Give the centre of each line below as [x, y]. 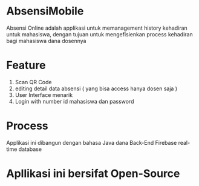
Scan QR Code [33, 82]
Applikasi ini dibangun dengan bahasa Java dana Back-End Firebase [92, 142]
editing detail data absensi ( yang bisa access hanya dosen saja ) [96, 88]
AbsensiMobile [45, 11]
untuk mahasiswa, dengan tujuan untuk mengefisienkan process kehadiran [99, 34]
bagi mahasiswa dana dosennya [46, 41]
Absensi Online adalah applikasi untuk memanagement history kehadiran [97, 28]
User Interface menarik [44, 95]
